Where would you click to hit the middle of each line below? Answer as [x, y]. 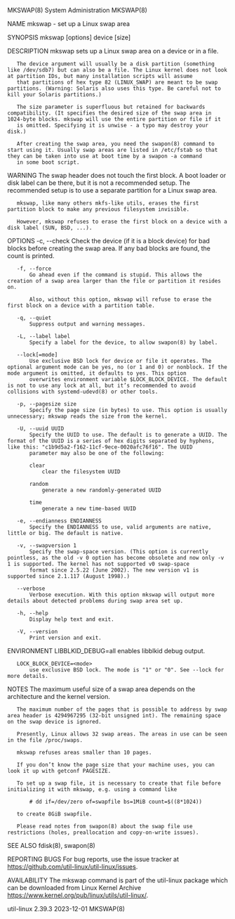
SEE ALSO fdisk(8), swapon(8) [52, 846]
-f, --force [34, 269]
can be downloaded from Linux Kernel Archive [74, 888]
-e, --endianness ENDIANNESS [59, 521]
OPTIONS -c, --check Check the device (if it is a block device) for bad [109, 241]
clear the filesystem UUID [81, 472]
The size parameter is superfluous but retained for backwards [111, 107]
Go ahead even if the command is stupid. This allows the [115, 275]
